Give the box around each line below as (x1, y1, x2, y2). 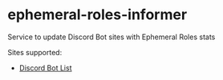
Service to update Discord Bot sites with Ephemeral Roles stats (7, 32, 216, 42)
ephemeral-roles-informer (7, 6, 188, 24)
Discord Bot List (18, 62, 72, 73)
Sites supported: (7, 47, 63, 57)
